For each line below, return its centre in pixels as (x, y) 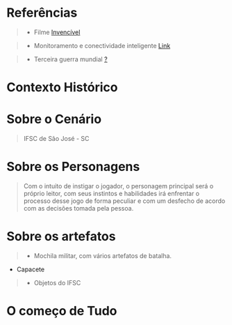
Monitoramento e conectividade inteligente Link (102, 45)
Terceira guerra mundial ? (71, 59)
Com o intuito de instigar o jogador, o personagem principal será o (118, 186)
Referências (42, 13)
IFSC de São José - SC (56, 139)
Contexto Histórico (62, 88)
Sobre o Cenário (54, 119)
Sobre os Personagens (73, 167)
